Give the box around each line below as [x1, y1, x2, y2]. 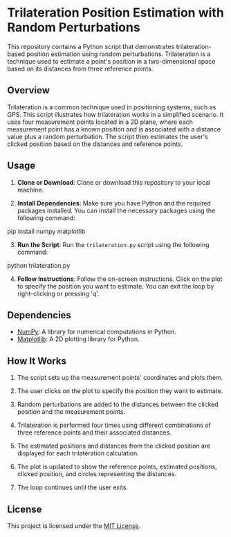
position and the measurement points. [17, 408, 126, 416]
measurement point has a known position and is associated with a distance [7, 125, 221, 133]
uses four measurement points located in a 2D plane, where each [7, 118, 194, 126]
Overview [7, 84, 50, 96]
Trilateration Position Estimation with [7, 5, 225, 21]
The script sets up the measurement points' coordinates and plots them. [17, 374, 223, 382]
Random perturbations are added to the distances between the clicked [17, 400, 219, 409]
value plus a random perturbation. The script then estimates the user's [7, 132, 209, 140]
